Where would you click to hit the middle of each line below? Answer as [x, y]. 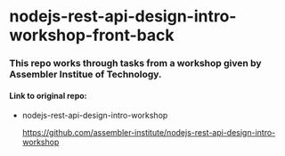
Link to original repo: [48, 95]
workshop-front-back [92, 35]
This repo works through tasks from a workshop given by [135, 63]
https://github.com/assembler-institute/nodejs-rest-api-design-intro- [149, 133]
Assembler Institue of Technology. [85, 75]
